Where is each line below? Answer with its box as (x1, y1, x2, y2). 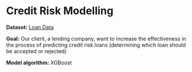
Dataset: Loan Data (6, 24, 54, 31)
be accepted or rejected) (6, 47, 67, 54)
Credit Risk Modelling (6, 4, 114, 18)
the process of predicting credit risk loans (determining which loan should (6, 41, 186, 48)
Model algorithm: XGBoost (6, 59, 72, 66)
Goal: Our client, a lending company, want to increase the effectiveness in (6, 35, 187, 42)
